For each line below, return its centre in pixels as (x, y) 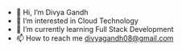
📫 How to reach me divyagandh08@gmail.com (95, 38)
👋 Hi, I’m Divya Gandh (52, 12)
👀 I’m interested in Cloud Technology (77, 21)
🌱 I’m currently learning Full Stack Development (95, 29)
